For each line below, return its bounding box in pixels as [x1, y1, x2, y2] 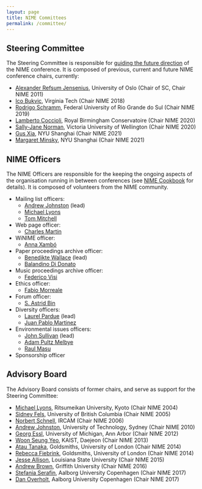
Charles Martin [24, 228, 62, 235]
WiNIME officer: [15, 234, 56, 241]
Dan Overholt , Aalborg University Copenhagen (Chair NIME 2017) [15, 476, 179, 483]
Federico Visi [24, 273, 58, 281]
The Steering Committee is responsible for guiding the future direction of [6, 59, 190, 67]
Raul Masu [24, 345, 51, 352]
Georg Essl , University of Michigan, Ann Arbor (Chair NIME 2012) [15, 430, 179, 437]
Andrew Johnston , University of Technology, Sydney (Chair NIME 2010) [15, 423, 195, 431]
